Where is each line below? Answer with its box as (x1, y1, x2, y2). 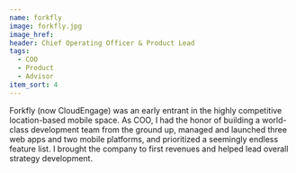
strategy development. (9, 152, 93, 163)
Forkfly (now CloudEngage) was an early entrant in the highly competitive (9, 105, 283, 115)
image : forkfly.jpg (9, 22, 83, 31)
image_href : (9, 30, 54, 39)
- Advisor (17, 72, 54, 81)
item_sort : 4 (9, 80, 58, 89)
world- (262, 114, 287, 125)
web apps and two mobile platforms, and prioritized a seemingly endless (9, 133, 279, 144)
